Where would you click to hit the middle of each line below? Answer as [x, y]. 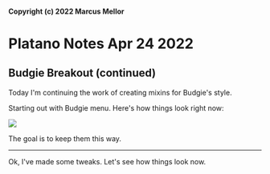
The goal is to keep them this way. [65, 138]
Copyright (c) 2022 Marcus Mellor [66, 11]
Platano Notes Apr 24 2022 [101, 43]
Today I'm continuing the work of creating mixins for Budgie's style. [120, 92]
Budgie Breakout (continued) [82, 73]
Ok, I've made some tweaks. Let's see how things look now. [107, 161]
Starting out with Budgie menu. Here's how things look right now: [116, 107]
